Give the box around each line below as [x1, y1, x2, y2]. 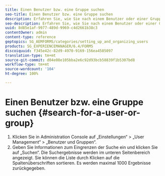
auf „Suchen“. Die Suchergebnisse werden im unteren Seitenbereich [12, 149, 150, 155]
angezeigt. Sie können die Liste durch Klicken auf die [12, 154, 120, 160]
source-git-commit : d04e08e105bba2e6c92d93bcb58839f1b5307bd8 [5, 58, 135, 62]
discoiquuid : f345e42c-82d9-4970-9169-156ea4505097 [5, 48, 113, 53]
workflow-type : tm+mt [5, 62, 50, 67]
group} [5, 117, 34, 129]
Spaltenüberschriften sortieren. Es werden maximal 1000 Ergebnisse [12, 160, 151, 166]
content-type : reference [5, 35, 56, 40]
